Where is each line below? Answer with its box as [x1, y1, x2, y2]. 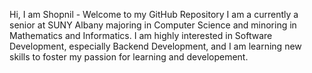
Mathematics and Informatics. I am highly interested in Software [9, 30, 273, 41]
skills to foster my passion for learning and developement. [9, 51, 249, 63]
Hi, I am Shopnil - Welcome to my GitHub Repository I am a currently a [9, 9, 299, 20]
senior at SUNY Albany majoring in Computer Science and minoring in [9, 19, 297, 31]
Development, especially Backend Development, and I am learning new [9, 40, 302, 52]
